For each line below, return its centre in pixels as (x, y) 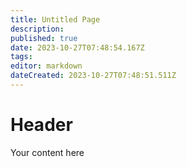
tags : (21, 57)
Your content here (47, 152)
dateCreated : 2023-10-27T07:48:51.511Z (93, 76)
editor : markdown (46, 66)
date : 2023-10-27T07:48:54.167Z (77, 47)
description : (37, 29)
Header (41, 125)
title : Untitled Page (55, 19)
